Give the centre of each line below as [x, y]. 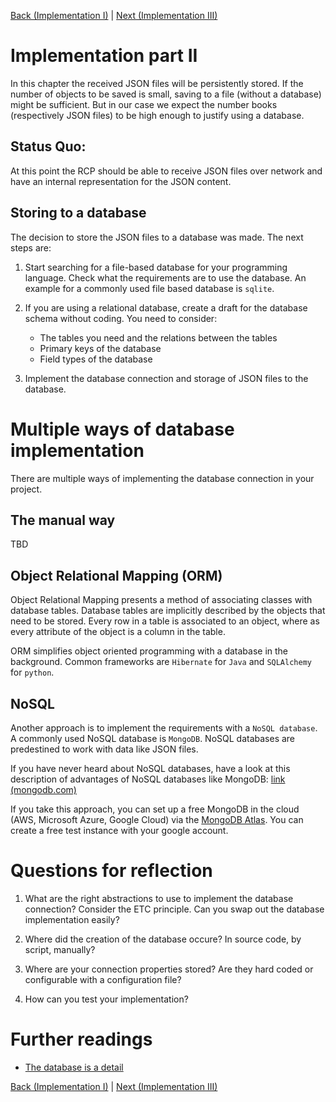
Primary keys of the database [100, 348]
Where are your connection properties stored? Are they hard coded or [169, 969]
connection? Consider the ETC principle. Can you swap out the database [174, 909]
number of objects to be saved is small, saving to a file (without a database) [166, 94]
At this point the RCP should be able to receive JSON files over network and [166, 171]
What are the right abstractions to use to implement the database [159, 898]
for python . [32, 672]
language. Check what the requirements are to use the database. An [165, 277]
